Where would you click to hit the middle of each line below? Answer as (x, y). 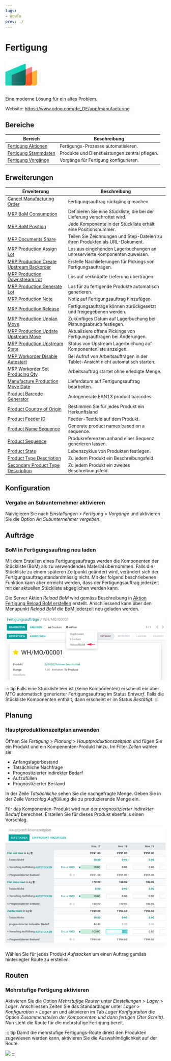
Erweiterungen (29, 178)
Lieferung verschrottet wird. (97, 216)
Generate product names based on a (106, 426)
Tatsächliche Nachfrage (38, 767)
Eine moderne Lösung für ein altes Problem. (51, 99)
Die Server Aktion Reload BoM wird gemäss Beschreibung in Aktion (76, 598)
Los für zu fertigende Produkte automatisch (113, 286)
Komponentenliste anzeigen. (98, 349)
